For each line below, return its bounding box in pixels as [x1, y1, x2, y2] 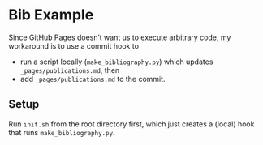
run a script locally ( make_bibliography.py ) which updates [19, 57, 213, 66]
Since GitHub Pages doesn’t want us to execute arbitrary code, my [8, 32, 231, 42]
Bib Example [8, 6, 94, 24]
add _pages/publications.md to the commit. [19, 74, 166, 83]
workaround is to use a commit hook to [8, 41, 140, 50]
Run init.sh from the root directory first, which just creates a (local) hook [8, 119, 255, 129]
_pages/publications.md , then [19, 65, 120, 75]
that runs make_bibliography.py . [8, 127, 115, 137]
